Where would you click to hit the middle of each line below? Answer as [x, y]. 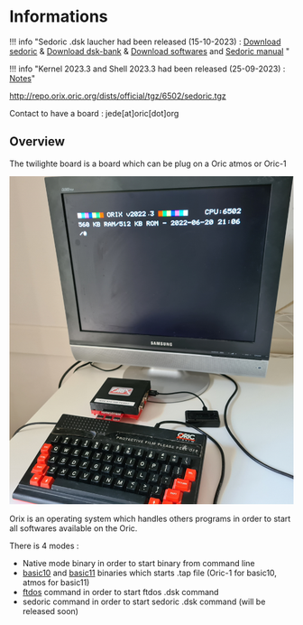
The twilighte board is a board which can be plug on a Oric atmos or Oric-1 [148, 163]
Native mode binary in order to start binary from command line [138, 563]
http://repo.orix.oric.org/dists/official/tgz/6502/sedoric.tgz [118, 96]
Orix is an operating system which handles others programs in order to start [150, 518]
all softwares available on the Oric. [73, 528]
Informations [59, 17]
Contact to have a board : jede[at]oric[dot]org [94, 113]
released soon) [50, 611]
